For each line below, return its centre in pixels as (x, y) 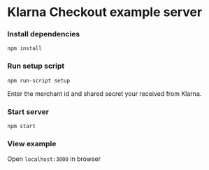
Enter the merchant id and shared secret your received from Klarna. (104, 93)
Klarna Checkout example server (105, 12)
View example (32, 144)
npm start (22, 127)
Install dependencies (44, 34)
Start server (28, 111)
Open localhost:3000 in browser (54, 159)
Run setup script (36, 66)
